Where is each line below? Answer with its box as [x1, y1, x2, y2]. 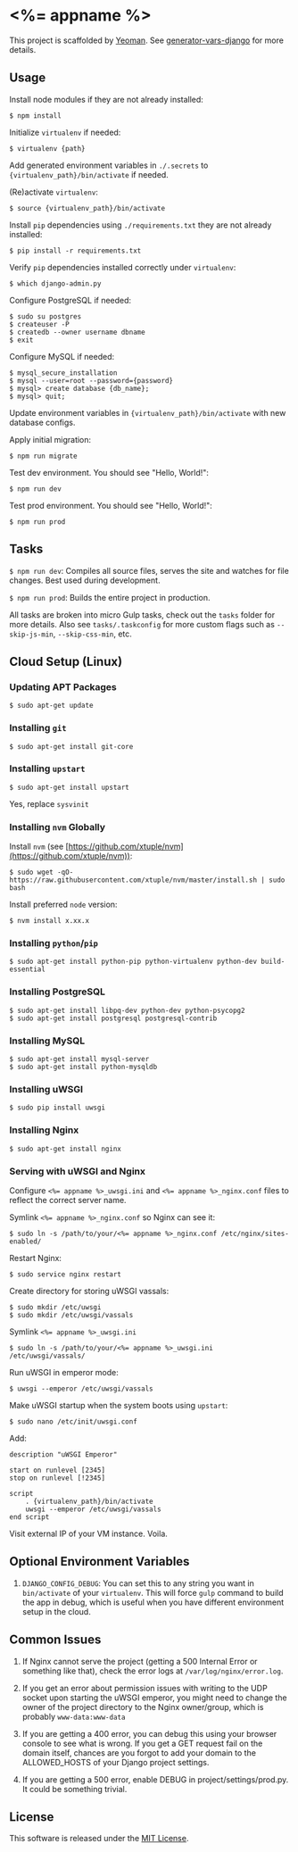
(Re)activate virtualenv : [9, 187, 98, 197]
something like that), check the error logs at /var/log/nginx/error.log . [21, 1665, 284, 1676]
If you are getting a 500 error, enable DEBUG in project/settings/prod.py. [21, 1773, 289, 1785]
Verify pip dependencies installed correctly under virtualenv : [9, 262, 236, 272]
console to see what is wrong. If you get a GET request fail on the [21, 1738, 263, 1748]
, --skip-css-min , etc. [53, 628, 132, 639]
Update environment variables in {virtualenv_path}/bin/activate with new [9, 407, 286, 418]
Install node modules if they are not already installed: [9, 94, 203, 104]
